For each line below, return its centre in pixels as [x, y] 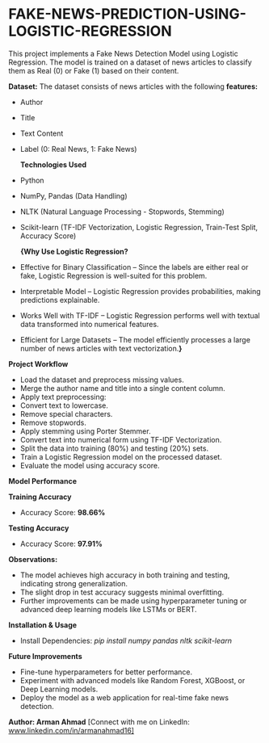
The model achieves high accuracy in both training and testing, [125, 575]
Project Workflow [38, 363]
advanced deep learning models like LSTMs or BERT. [108, 609]
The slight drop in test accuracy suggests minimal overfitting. [122, 592]
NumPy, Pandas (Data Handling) [74, 195]
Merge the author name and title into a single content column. [123, 388]
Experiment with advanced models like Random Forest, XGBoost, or [132, 680]
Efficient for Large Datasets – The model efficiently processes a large [135, 339]
